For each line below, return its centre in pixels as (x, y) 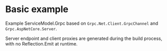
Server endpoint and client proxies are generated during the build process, (84, 38)
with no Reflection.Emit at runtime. (41, 43)
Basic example (37, 9)
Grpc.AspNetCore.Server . (31, 28)
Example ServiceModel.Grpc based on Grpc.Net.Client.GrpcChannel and (82, 23)
